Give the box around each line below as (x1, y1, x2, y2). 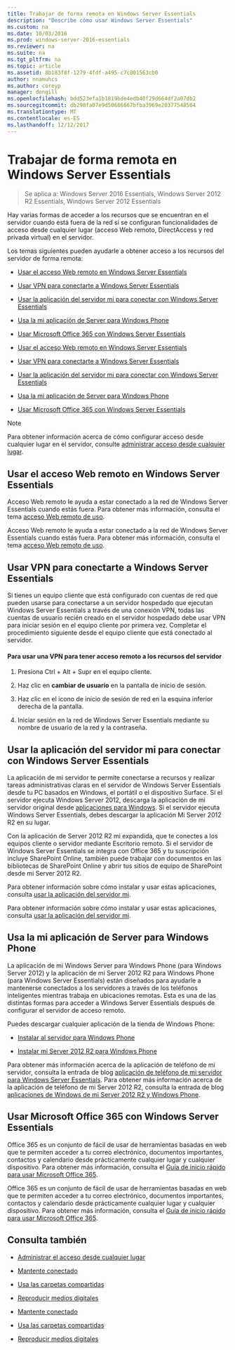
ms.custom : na (7, 23, 49, 30)
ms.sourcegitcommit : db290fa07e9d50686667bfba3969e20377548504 (7, 102, 196, 109)
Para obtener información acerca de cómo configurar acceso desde (7, 433, 204, 441)
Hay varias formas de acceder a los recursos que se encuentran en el (7, 211, 209, 219)
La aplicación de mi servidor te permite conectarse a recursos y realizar (7, 774, 215, 782)
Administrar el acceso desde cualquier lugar (17, 1252, 146, 1261)
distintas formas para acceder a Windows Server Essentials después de (7, 999, 215, 1007)
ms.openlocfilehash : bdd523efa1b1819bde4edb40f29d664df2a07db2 (7, 96, 196, 103)
